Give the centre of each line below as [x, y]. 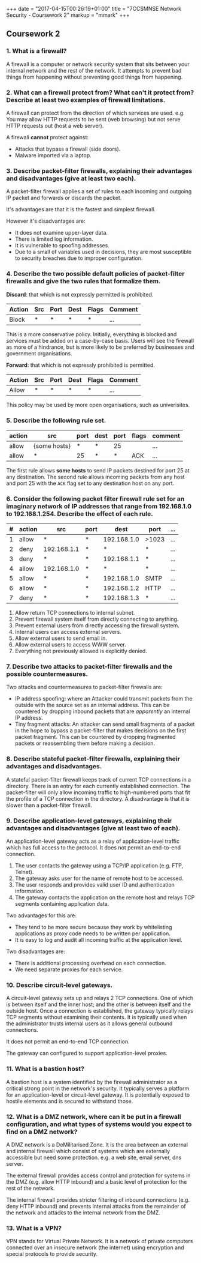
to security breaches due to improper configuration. [79, 258]
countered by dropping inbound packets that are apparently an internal [102, 711]
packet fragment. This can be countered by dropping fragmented [95, 737]
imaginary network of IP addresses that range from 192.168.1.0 [99, 506]
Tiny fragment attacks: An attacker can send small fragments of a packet [105, 724]
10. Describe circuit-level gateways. [60, 985]
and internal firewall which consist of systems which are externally [88, 1151]
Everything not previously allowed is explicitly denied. [81, 651]
